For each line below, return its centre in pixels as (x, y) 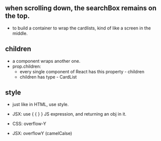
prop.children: (27, 66)
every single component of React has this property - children (82, 71)
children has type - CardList (48, 77)
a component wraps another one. (46, 61)
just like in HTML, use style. (40, 105)
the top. (17, 16)
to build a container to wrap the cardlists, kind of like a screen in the (81, 28)
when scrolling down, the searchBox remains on (81, 8)
